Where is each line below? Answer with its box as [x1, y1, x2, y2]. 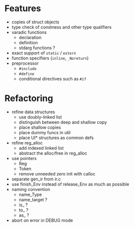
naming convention [11, 186, 50, 192]
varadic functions [11, 29, 47, 35]
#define [18, 71, 34, 76]
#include [18, 66, 37, 71]
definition [18, 39, 38, 45]
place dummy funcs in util [18, 129, 71, 135]
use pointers [11, 155, 37, 161]
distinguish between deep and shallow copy [18, 119, 107, 125]
